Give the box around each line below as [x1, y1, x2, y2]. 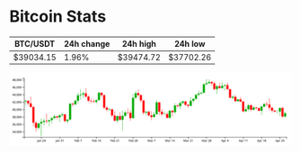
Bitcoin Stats [9, 6, 107, 27]
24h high [121, 39, 157, 49]
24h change [64, 39, 110, 49]
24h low [173, 39, 206, 49]
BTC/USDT [14, 39, 56, 49]
